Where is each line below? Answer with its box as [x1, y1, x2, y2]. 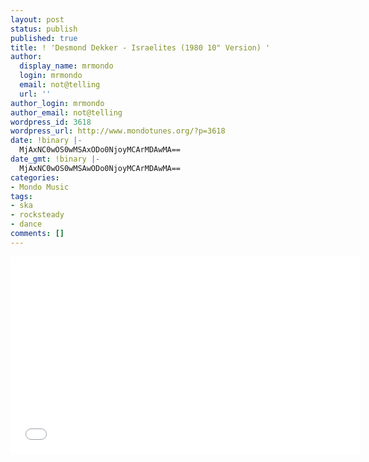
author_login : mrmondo [10, 98, 105, 108]
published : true [10, 33, 78, 43]
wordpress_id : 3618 [10, 117, 92, 127]
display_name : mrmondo [19, 61, 114, 71]
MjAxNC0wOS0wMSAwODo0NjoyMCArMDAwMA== [19, 163, 182, 173]
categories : [10, 172, 60, 183]
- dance [10, 219, 43, 230]
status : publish [10, 24, 78, 34]
